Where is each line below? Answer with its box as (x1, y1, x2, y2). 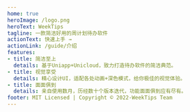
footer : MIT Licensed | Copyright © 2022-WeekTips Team (7, 95, 173, 102)
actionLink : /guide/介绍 (7, 42, 77, 49)
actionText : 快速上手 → (7, 36, 72, 43)
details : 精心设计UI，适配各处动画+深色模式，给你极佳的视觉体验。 (13, 74, 186, 82)
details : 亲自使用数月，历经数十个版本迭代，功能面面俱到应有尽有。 (13, 88, 187, 95)
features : (7, 49, 36, 56)
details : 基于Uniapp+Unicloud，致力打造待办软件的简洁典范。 (13, 62, 177, 69)
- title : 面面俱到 (7, 81, 57, 88)
